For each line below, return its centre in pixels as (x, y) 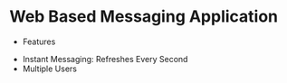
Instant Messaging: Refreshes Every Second (105, 59)
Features (39, 41)
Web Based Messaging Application (144, 17)
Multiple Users (49, 69)
